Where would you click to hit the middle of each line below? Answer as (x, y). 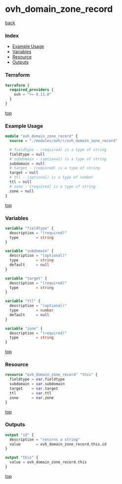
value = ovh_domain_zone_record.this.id (58, 444)
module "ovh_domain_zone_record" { (42, 136)
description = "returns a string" (45, 439)
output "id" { (20, 435)
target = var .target (34, 389)
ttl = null (21, 182)
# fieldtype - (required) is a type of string (58, 149)
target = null (24, 173)
